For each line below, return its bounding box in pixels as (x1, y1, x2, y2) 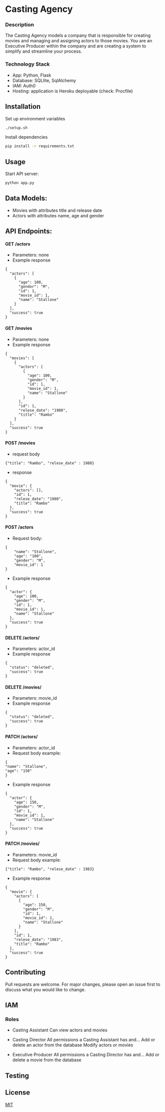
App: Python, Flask (12, 72, 51, 78)
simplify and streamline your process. (5, 48, 82, 54)
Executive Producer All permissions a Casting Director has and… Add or (12, 1052, 160, 1058)
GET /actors (5, 241, 31, 247)
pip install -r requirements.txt (5, 144, 75, 149)
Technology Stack (5, 61, 50, 68)
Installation (5, 102, 41, 111)
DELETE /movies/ (5, 684, 42, 690)
